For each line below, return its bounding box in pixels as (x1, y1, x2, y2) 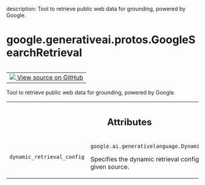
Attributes (107, 116, 153, 128)
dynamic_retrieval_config (9, 153, 85, 161)
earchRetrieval (6, 46, 82, 60)
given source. (90, 162, 129, 171)
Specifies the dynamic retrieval (90, 155, 179, 164)
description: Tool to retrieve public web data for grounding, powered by (6, 5, 186, 12)
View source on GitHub (17, 73, 84, 82)
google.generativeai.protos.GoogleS (6, 33, 196, 47)
